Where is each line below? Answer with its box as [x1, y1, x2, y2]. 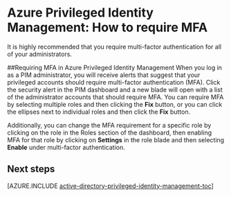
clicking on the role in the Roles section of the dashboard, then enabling [7, 128, 212, 137]
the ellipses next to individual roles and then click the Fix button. [7, 108, 191, 116]
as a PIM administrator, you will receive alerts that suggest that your [7, 71, 201, 79]
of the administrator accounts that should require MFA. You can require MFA [7, 92, 224, 101]
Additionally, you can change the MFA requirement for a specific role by [7, 121, 212, 129]
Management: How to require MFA [7, 19, 208, 35]
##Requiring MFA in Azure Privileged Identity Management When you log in [7, 63, 223, 71]
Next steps [7, 163, 55, 175]
